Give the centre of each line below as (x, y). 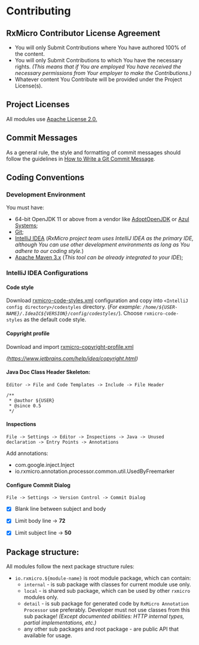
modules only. (41, 597)
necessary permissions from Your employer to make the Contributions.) (103, 73)
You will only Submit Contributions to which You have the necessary (99, 60)
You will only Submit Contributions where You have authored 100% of (100, 47)
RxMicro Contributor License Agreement (83, 33)
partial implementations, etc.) (60, 623)
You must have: (25, 207)
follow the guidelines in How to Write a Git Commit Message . (81, 159)
